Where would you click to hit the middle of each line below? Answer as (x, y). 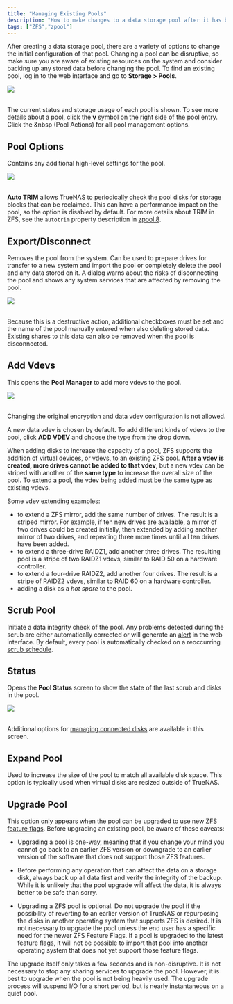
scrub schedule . (30, 649)
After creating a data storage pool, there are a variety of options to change (114, 47)
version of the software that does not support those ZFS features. (111, 857)
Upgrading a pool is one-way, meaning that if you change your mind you (121, 842)
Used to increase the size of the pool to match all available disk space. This (115, 775)
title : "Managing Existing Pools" (57, 14)
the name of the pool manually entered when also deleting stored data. (108, 329)
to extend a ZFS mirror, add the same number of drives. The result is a (118, 514)
